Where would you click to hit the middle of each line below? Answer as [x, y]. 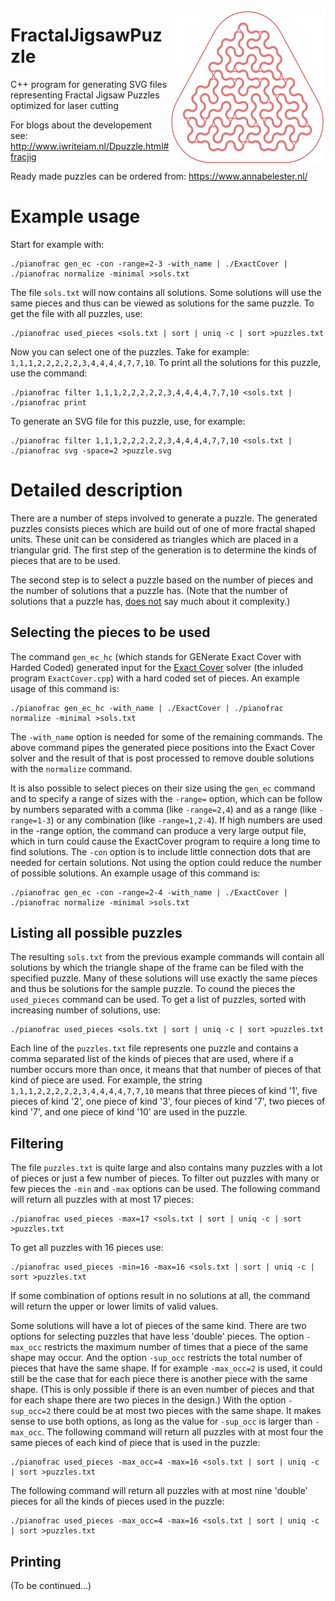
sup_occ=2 [31, 1412]
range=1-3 [31, 820]
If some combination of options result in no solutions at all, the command [160, 1296]
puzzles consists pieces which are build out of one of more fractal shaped [163, 528]
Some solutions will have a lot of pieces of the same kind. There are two [158, 1326]
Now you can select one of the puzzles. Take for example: [130, 351]
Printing [36, 1561]
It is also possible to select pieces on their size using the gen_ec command [163, 788]
